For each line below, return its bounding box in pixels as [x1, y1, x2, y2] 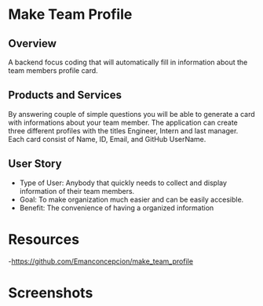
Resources [8, 230, 80, 248]
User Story [8, 157, 62, 170]
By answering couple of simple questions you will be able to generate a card [8, 109, 255, 118]
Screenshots [8, 284, 93, 301]
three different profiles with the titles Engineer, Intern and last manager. [8, 126, 239, 135]
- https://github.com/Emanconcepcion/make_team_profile [8, 257, 194, 266]
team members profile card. [8, 66, 98, 75]
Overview [8, 37, 57, 50]
